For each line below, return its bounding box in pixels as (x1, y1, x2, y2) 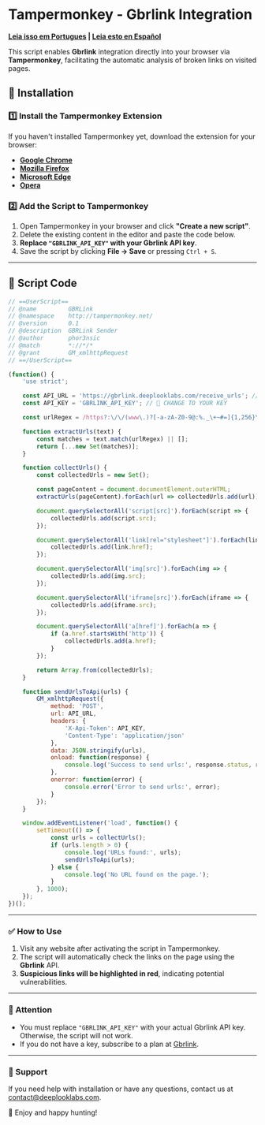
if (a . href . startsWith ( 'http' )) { (50, 630, 164, 638)
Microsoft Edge (19, 172, 72, 181)
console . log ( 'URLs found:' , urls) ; (64, 848, 181, 856)
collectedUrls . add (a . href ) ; (64, 637, 157, 646)
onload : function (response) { (50, 754, 150, 762)
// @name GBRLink (8, 305, 93, 313)
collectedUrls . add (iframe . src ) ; (50, 601, 157, 609)
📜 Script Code (8, 277, 77, 290)
